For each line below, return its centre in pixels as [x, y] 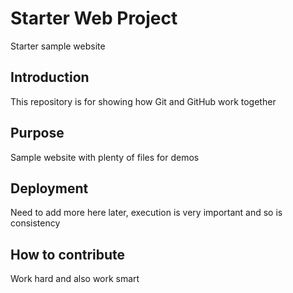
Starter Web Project [94, 18]
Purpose [37, 133]
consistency [35, 223]
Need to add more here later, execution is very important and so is [146, 213]
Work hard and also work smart [75, 279]
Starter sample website [58, 46]
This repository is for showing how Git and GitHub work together [143, 101]
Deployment [49, 188]
